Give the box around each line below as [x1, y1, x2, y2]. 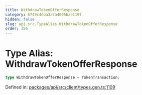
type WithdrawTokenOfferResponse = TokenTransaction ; [5, 75, 120, 80]
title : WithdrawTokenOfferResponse [5, 7, 80, 13]
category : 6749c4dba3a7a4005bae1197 [5, 12, 82, 17]
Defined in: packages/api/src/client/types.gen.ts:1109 [5, 84, 115, 90]
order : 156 [5, 26, 28, 31]
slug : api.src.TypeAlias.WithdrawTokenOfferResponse [5, 21, 118, 27]
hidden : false [5, 17, 35, 22]
